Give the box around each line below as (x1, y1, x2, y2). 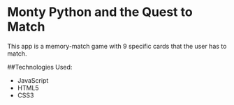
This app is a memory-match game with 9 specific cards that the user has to (7, 42, 227, 50)
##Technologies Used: (7, 63, 73, 71)
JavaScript (17, 76, 49, 84)
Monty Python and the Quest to (7, 4, 193, 20)
